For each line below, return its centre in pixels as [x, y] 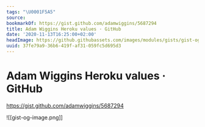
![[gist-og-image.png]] [34, 117]
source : [16, 18]
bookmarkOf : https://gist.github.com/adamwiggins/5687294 [81, 23]
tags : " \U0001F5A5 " [31, 12]
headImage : [20, 40]
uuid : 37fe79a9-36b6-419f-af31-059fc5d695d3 [64, 46]
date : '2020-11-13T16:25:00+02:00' [52, 35]
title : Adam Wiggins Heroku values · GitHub [64, 29]
